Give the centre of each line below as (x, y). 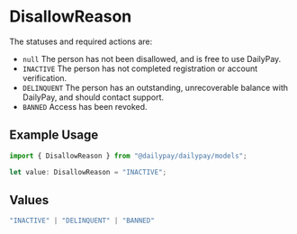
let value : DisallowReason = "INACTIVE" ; (88, 172)
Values (29, 200)
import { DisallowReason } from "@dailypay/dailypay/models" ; (128, 156)
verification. (45, 77)
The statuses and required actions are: (81, 41)
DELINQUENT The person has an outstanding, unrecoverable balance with (155, 87)
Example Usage (54, 135)
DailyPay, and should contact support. (93, 97)
